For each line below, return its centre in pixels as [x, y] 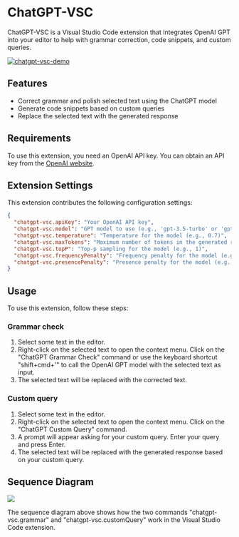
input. [26, 372]
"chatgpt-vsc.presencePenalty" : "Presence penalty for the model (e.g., [124, 262]
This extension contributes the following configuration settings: [100, 203]
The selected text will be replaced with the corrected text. [102, 380]
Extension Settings [50, 185]
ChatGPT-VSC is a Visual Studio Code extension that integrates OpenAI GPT [119, 32]
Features [27, 84]
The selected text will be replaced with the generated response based [120, 452]
